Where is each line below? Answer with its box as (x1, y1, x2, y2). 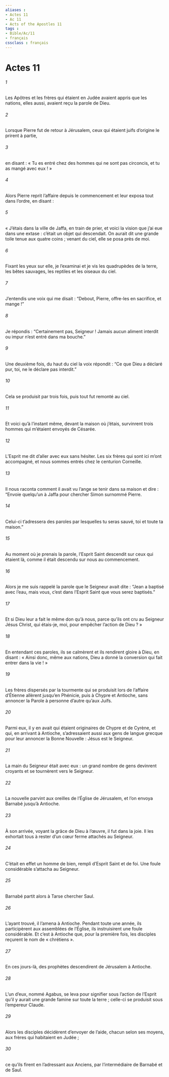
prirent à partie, (5, 132, 38, 139)
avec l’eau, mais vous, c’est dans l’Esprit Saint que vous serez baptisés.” (5, 589, 155, 595)
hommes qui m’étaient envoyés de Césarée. (5, 426, 96, 432)
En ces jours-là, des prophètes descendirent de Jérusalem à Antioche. (5, 964, 152, 970)
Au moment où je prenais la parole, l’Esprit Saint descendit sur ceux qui (5, 551, 154, 557)
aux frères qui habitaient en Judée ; (5, 1034, 79, 1040)
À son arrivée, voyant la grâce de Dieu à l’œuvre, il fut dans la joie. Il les (5, 828, 154, 834)
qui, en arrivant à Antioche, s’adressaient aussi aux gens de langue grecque (5, 730, 163, 736)
